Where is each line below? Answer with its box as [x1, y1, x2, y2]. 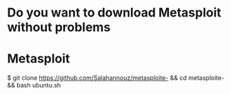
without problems [7, 19, 111, 35]
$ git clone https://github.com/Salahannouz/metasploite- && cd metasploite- [7, 74, 225, 82]
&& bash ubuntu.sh [7, 81, 61, 89]
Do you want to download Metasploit [7, 5, 222, 21]
